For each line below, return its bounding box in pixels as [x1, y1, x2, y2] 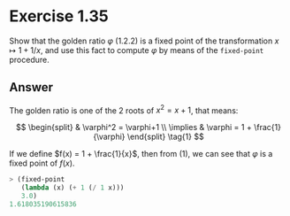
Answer [9, 80, 54, 95]
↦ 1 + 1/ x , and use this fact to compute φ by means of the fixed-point [9, 44, 264, 55]
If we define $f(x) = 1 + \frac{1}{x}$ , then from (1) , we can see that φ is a [9, 149, 273, 159]
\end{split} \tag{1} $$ [126, 131, 205, 143]
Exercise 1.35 [9, 6, 109, 27]
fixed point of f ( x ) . [9, 158, 75, 169]
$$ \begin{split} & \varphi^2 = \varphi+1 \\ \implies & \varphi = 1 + [16, 122, 252, 133]
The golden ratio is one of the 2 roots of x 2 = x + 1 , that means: [9, 104, 239, 116]
